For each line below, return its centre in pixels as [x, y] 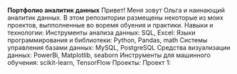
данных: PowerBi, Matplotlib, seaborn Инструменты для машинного [109, 55]
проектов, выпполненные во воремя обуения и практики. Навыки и [110, 25]
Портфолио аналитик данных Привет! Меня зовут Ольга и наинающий [116, 10]
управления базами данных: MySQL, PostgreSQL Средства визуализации [119, 48]
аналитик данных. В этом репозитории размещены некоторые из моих [116, 18]
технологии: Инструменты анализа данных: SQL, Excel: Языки [101, 32]
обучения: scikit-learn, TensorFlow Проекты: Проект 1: [89, 62]
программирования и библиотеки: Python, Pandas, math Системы [107, 40]
